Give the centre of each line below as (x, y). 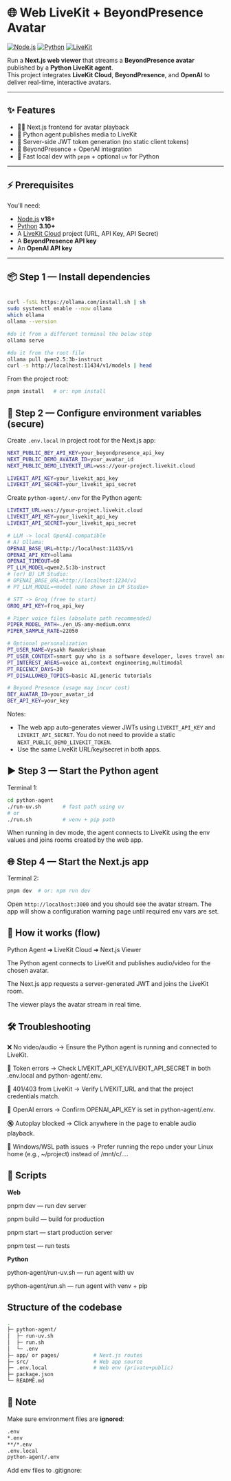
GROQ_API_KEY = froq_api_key (46, 606)
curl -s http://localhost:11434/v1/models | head (80, 366)
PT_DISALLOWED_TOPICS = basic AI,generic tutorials (80, 676)
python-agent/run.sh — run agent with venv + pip (77, 1286)
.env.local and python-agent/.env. (55, 1075)
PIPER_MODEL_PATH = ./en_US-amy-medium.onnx (69, 625)
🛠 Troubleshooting (49, 1027)
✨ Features (31, 111)
